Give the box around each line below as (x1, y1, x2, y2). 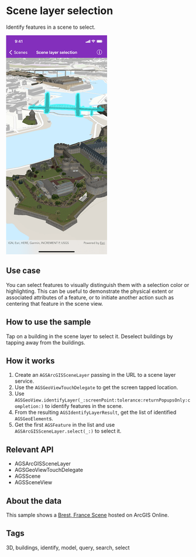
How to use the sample (6, 317, 91, 327)
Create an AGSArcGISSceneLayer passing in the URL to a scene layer (14, 372, 176, 379)
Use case (6, 266, 41, 276)
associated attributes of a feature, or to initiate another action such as (6, 293, 174, 301)
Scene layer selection (6, 4, 114, 18)
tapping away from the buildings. (6, 339, 86, 346)
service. (14, 377, 35, 385)
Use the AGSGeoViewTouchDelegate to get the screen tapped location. (14, 384, 178, 391)
